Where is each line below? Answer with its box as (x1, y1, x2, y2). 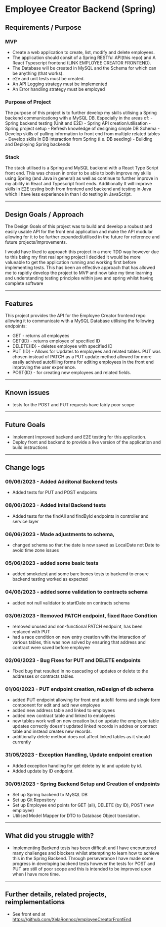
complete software (5, 280, 43, 286)
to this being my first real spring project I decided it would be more (5, 254, 141, 260)
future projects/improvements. (5, 239, 67, 245)
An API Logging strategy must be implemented (12, 81, 108, 87)
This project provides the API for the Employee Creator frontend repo (5, 313, 146, 319)
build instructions (12, 444, 48, 450)
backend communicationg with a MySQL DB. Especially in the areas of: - (5, 115, 153, 121)
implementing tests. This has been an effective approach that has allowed (5, 265, 156, 271)
